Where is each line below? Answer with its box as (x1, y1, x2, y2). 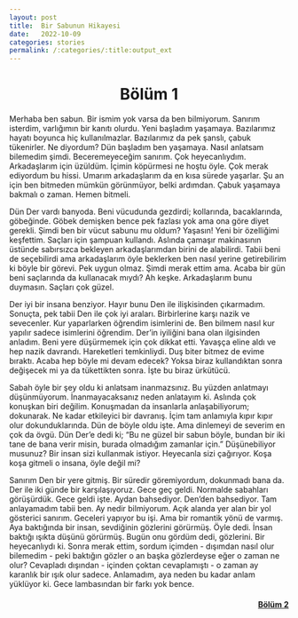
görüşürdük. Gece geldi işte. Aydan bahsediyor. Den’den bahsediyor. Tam (9, 494, 278, 504)
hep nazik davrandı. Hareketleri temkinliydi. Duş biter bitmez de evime (9, 346, 264, 357)
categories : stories (9, 37, 86, 47)
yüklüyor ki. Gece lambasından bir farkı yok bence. (9, 579, 195, 590)
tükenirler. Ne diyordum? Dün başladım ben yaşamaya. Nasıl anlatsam (9, 142, 264, 153)
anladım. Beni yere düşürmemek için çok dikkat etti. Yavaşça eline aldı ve (9, 337, 277, 347)
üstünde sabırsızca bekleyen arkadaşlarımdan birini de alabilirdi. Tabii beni (9, 244, 281, 255)
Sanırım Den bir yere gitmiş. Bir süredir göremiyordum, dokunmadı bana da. (9, 475, 285, 486)
